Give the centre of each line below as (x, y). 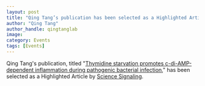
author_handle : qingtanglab (42, 29)
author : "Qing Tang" (33, 23)
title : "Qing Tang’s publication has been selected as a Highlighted (97, 18)
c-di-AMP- (178, 63)
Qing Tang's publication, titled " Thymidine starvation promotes (85, 63)
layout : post (23, 12)
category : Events (28, 40)
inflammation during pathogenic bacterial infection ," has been (113, 70)
